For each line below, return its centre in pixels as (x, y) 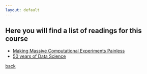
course (17, 39)
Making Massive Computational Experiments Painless (69, 51)
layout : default (22, 10)
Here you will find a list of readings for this (74, 31)
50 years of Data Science (39, 56)
